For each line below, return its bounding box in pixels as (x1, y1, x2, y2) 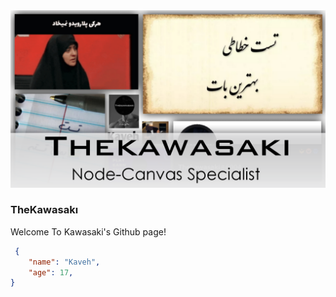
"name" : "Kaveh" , (28, 257, 101, 267)
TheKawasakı (10, 203, 79, 217)
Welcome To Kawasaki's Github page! (10, 225, 167, 238)
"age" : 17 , (28, 267, 74, 278)
